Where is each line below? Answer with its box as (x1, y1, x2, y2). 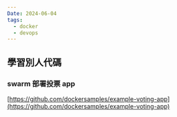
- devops (13, 29, 39, 36)
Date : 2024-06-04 (7, 10, 57, 17)
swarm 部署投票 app (7, 78, 76, 88)
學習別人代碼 (7, 56, 62, 68)
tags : (7, 17, 23, 23)
